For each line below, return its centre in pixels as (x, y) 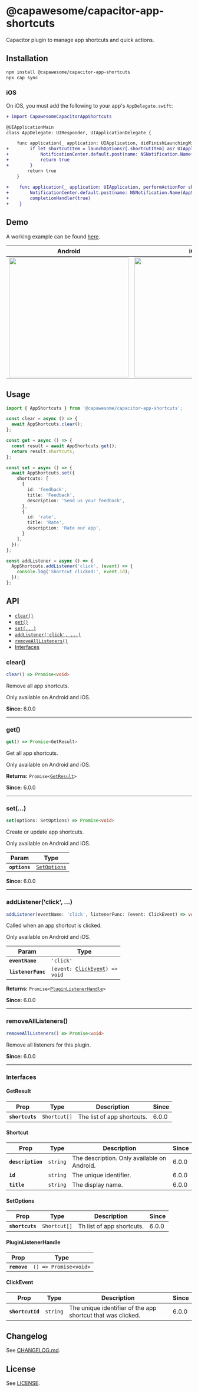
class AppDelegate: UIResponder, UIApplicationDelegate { (79, 133)
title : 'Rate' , (46, 523)
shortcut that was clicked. (104, 1315)
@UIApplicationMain (30, 127)
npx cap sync (22, 77)
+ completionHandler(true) (49, 198)
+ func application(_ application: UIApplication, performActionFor (96, 188)
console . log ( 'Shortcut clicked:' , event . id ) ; (74, 572)
